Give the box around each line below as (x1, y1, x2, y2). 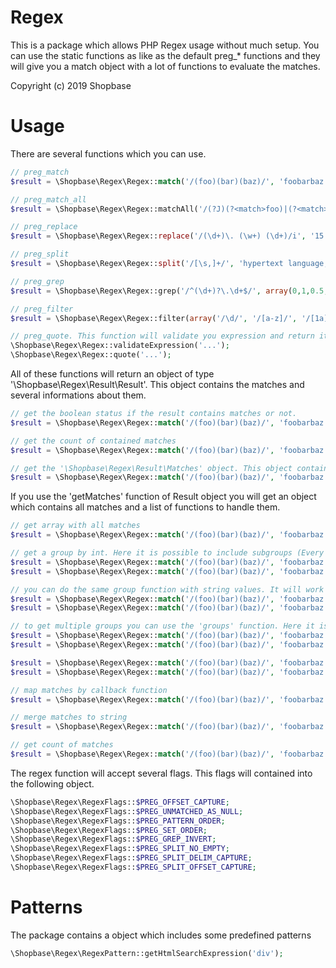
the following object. (10, 777, 95, 790)
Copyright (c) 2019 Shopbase (10, 79, 132, 91)
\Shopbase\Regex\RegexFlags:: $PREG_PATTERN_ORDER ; (10, 816, 226, 826)
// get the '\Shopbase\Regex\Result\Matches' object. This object (10, 463, 293, 473)
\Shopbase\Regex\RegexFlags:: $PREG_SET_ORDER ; (10, 825, 208, 835)
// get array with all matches (10, 521, 141, 531)
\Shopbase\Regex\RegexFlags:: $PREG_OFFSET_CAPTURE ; (10, 797, 230, 807)
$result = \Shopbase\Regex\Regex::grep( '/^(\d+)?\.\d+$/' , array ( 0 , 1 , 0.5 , (10, 286, 329, 296)
